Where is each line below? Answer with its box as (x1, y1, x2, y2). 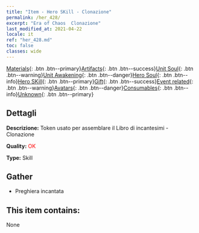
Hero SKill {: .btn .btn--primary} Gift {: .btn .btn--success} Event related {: (17, 77, 194, 85)
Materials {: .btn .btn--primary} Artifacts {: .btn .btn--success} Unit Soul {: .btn (6, 65, 194, 72)
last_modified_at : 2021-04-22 (6, 25, 83, 32)
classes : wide (6, 48, 42, 54)
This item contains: (6, 205, 80, 215)
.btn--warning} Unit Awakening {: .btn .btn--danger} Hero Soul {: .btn (6, 71, 172, 79)
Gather (6, 171, 33, 182)
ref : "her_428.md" (6, 37, 52, 43)
